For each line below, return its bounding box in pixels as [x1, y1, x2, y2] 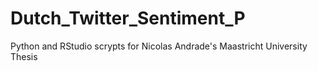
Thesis [10, 50, 38, 62]
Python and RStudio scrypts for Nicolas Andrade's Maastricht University [10, 40, 308, 52]
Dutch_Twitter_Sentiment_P [10, 7, 246, 30]
